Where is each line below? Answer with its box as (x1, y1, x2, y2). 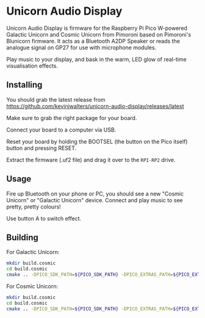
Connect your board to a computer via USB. (6, 126, 117, 133)
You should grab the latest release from (6, 96, 106, 103)
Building (6, 232, 38, 242)
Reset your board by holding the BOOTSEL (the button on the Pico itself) (6, 138, 188, 145)
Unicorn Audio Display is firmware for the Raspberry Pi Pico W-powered (6, 24, 188, 32)
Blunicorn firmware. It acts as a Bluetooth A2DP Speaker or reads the (6, 37, 180, 44)
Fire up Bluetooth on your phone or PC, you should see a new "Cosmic (6, 190, 184, 197)
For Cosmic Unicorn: (6, 283, 59, 290)
